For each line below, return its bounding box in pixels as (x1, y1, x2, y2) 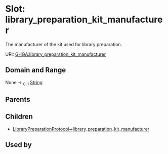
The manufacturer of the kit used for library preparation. (5, 41, 122, 47)
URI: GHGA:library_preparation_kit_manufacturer (5, 51, 106, 57)
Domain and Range (5, 66, 66, 74)
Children (5, 112, 33, 121)
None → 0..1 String (5, 79, 43, 87)
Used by (5, 140, 32, 149)
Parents (5, 95, 30, 104)
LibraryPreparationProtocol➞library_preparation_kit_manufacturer (12, 126, 150, 132)
